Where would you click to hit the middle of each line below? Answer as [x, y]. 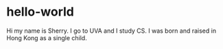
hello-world [40, 12]
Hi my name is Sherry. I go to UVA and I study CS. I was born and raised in [111, 31]
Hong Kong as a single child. [47, 37]
